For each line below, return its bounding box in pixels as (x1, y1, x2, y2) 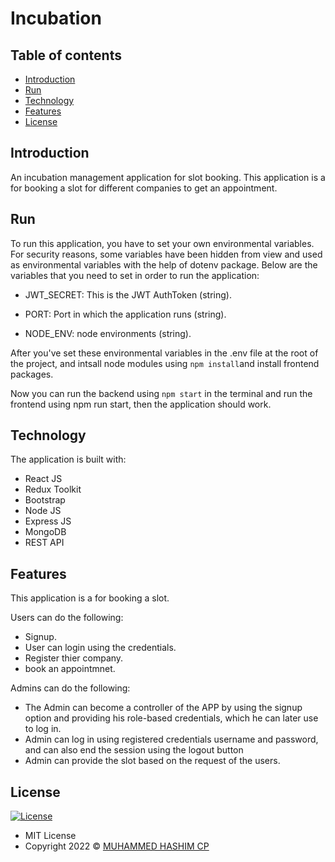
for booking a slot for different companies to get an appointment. (10, 182, 278, 194)
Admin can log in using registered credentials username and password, (24, 733, 319, 746)
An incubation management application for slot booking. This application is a (10, 171, 326, 183)
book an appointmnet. (24, 663, 116, 675)
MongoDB (24, 526, 67, 538)
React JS (24, 473, 63, 485)
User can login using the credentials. (24, 642, 177, 654)
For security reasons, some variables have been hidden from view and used (10, 248, 323, 260)
